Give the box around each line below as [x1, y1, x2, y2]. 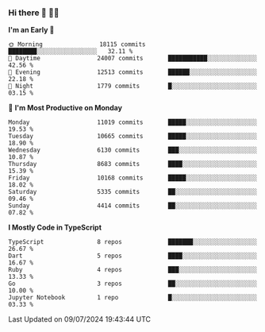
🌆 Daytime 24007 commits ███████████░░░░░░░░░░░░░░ [8, 55, 258, 63]
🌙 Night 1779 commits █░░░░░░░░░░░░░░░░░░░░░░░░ [8, 83, 258, 91]
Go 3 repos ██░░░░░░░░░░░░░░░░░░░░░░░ [8, 280, 258, 288]
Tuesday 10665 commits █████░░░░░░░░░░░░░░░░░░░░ [8, 133, 258, 141]
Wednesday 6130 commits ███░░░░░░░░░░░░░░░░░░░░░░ [8, 146, 258, 154]
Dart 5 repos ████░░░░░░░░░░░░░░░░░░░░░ [8, 252, 258, 261]
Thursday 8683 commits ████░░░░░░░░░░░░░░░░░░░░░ [8, 160, 258, 168]
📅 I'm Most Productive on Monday [8, 103, 123, 113]
